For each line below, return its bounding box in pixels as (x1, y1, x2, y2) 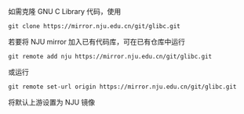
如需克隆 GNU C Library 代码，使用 (8, 7, 122, 16)
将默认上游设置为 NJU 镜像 (8, 98, 96, 107)
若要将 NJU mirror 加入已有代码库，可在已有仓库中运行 (8, 37, 186, 46)
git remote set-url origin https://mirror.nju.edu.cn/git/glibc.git (8, 83, 237, 91)
